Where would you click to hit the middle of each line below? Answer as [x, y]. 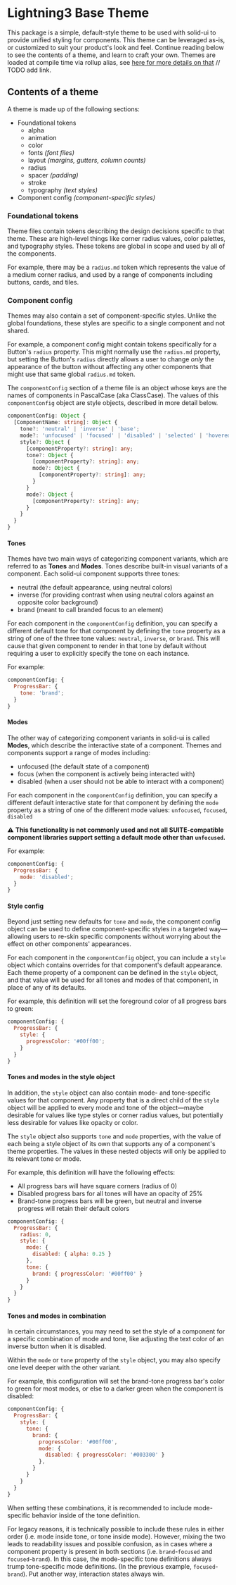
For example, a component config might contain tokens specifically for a [112, 344]
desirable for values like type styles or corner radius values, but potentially [115, 1115]
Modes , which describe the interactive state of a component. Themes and [115, 745]
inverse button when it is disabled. [57, 1346]
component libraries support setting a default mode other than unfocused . [117, 837]
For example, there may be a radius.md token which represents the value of [117, 267]
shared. [18, 331]
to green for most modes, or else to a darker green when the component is [115, 1388]
